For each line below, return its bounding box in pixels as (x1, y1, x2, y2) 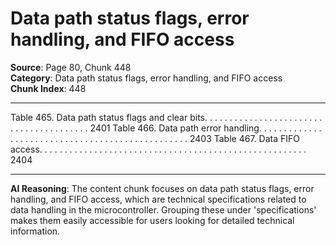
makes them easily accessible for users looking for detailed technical (10, 214, 295, 226)
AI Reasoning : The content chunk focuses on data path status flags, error (10, 182, 315, 194)
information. (10, 225, 61, 237)
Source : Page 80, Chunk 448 (10, 61, 132, 73)
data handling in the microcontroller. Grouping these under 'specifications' (10, 203, 317, 216)
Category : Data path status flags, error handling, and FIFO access (10, 72, 283, 84)
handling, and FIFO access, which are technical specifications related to (10, 193, 307, 205)
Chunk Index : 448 (10, 82, 87, 94)
